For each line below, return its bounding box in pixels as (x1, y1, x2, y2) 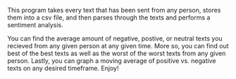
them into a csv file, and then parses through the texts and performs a (7, 13, 211, 22)
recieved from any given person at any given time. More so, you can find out (7, 42, 229, 50)
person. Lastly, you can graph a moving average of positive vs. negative (7, 57, 216, 65)
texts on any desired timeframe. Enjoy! (7, 64, 119, 72)
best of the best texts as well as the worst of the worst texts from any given (7, 49, 226, 57)
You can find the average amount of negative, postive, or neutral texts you (7, 34, 223, 43)
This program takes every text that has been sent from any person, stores (7, 6, 221, 14)
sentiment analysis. (7, 21, 63, 29)
